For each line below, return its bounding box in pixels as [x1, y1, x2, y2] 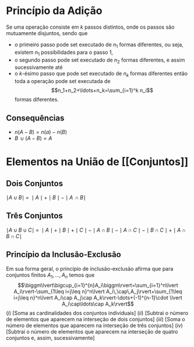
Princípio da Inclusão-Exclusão [6, 250, 121, 260]
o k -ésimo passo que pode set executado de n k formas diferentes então [14, 70, 188, 78]
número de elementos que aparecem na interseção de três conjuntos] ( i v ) [6, 322, 184, 329]
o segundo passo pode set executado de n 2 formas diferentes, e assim [14, 56, 185, 65]
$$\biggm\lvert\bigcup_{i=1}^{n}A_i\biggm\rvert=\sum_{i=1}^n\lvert [17, 282, 179, 289]
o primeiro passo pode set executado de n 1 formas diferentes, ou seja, [14, 41, 184, 49]
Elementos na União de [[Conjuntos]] [6, 155, 189, 169]
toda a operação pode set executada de [14, 78, 111, 85]
